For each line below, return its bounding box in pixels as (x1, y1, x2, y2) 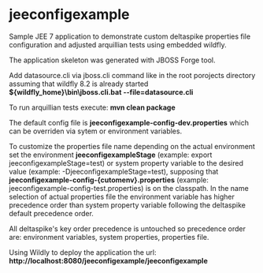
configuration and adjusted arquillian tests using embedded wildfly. (9, 39, 227, 49)
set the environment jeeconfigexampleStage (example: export (9, 150, 213, 159)
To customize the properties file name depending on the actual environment (9, 141, 255, 151)
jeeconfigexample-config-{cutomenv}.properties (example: (9, 175, 209, 185)
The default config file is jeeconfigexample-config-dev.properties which (9, 118, 250, 127)
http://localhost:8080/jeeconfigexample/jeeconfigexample (9, 256, 208, 265)
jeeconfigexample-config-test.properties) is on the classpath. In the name (9, 183, 249, 193)
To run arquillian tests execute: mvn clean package (9, 103, 176, 112)
